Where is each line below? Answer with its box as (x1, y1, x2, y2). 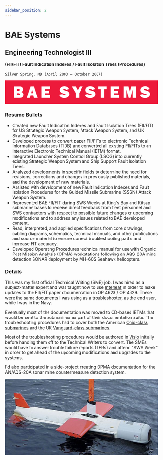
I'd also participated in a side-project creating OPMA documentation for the (5, 364, 156, 370)
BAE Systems (5, 29, 61, 40)
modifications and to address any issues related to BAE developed (12, 215, 145, 221)
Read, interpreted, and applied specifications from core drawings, (12, 225, 144, 231)
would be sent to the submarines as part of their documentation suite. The (5, 315, 154, 320)
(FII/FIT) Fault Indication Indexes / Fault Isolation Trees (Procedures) (5, 61, 146, 67)
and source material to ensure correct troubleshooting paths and (12, 236, 142, 242)
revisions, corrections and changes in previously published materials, (12, 174, 151, 180)
